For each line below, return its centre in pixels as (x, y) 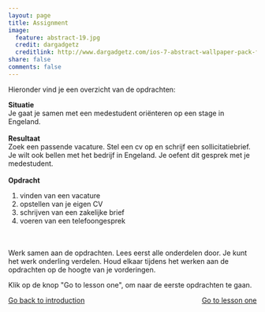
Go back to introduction (47, 300)
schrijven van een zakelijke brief (72, 212)
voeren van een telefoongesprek (73, 220)
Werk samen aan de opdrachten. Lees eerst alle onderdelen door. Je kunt (128, 253)
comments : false (35, 67)
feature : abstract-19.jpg (58, 38)
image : (19, 30)
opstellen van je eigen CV (61, 204)
